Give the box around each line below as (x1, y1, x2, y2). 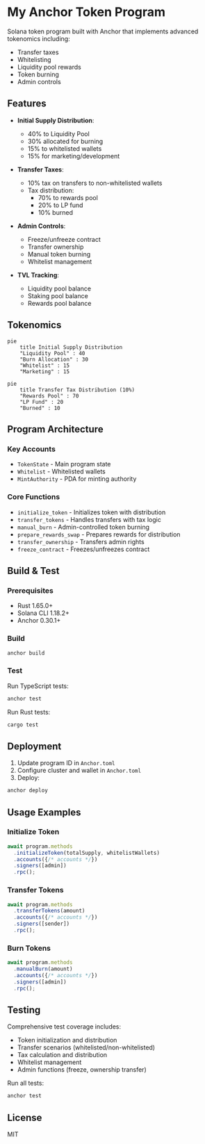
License (7, 1111, 42, 1123)
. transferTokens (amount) (13, 908, 85, 915)
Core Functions (7, 492, 60, 502)
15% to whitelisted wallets (27, 144, 102, 153)
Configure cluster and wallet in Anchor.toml (17, 766, 141, 775)
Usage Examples (7, 806, 81, 818)
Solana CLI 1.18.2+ (17, 609, 69, 617)
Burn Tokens (7, 943, 51, 953)
